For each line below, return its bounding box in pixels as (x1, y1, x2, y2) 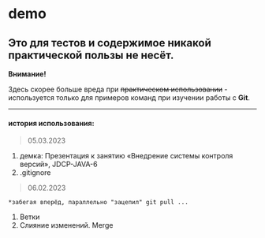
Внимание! (8, 69, 47, 79)
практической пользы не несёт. (8, 48, 174, 61)
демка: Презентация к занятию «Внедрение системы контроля (19, 151, 233, 161)
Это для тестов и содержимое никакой (8, 36, 211, 50)
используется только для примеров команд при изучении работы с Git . (8, 93, 251, 102)
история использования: (8, 118, 95, 128)
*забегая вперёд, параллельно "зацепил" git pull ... (8, 199, 189, 206)
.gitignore (19, 168, 51, 177)
